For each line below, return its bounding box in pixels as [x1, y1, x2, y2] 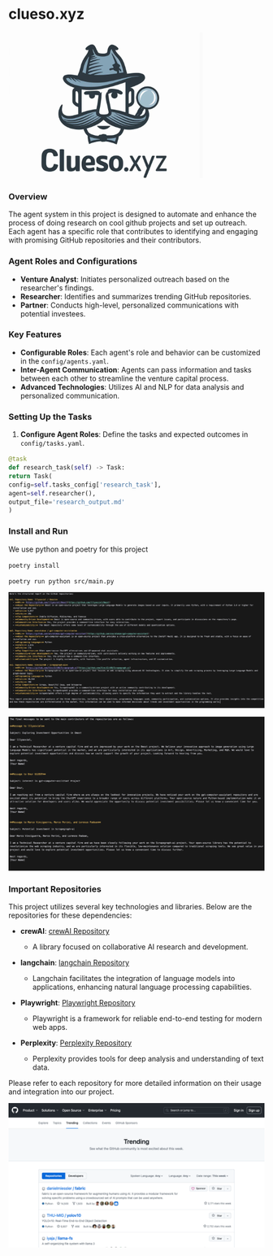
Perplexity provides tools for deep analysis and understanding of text [32, 1054, 264, 1064]
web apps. [32, 1023, 67, 1032]
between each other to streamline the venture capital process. [19, 373, 229, 383]
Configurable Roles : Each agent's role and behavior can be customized [19, 347, 261, 357]
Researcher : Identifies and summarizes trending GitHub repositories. [19, 291, 252, 301]
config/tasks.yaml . [19, 438, 85, 448]
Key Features [8, 329, 63, 340]
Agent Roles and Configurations [8, 255, 138, 267]
